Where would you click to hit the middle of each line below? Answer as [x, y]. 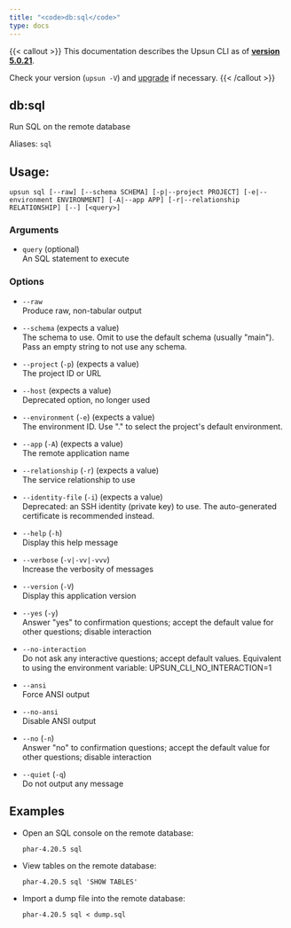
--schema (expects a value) [71, 327]
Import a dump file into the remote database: [104, 898]
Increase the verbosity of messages [87, 569]
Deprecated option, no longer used [86, 399]
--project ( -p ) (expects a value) [80, 364]
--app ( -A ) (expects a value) [73, 444]
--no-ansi [40, 712]
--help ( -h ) [42, 532]
